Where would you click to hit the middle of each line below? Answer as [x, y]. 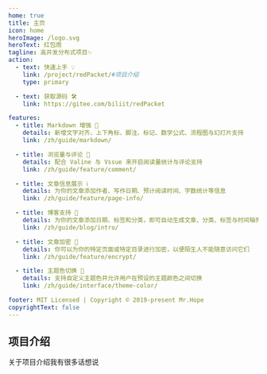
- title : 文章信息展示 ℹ [52, 183]
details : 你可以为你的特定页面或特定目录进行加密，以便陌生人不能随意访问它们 [136, 249]
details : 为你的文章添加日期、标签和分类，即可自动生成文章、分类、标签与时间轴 [139, 220]
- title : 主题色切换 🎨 [50, 271]
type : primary [46, 82]
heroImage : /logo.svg [44, 38]
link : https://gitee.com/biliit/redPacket [94, 104]
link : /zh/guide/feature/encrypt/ [79, 256]
